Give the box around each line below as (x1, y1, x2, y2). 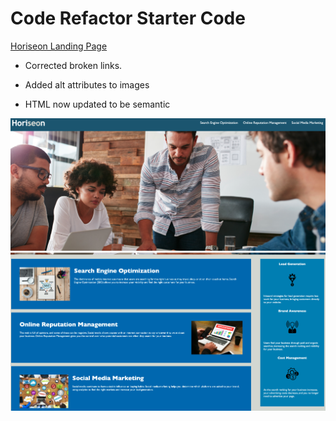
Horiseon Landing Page (10, 40, 108, 52)
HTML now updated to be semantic (24, 98, 171, 110)
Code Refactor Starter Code (10, 7, 246, 30)
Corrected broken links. (24, 59, 123, 71)
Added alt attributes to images (24, 78, 150, 91)
